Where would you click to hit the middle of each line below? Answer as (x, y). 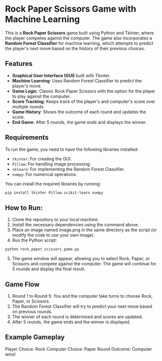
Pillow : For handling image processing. (52, 164)
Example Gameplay (35, 337)
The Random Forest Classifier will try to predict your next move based (82, 306)
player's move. (27, 86)
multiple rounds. (28, 106)
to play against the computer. (41, 96)
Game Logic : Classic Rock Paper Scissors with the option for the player (84, 91)
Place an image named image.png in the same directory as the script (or (84, 230)
